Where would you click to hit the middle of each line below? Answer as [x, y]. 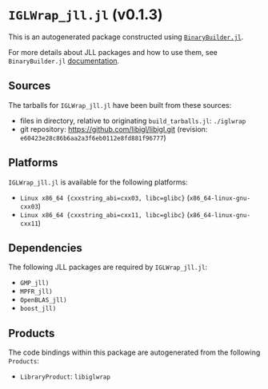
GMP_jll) [34, 284]
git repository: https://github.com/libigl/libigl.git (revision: [114, 129]
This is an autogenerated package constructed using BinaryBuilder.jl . [126, 37]
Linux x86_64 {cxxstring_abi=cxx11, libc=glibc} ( [105, 214]
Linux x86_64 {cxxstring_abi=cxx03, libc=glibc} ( [105, 197]
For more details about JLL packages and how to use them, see [113, 52]
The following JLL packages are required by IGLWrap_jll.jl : [108, 267]
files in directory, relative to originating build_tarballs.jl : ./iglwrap [133, 121]
